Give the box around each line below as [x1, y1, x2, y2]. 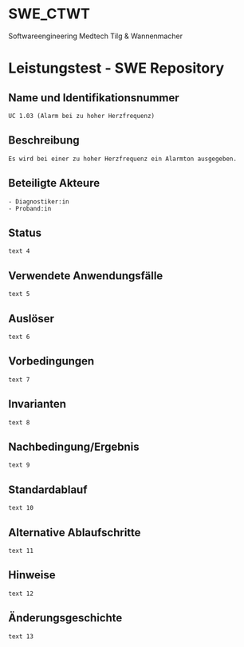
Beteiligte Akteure [8, 176, 100, 190]
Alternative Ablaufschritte [8, 526, 141, 539]
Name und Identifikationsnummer [8, 91, 179, 105]
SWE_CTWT [8, 5, 90, 23]
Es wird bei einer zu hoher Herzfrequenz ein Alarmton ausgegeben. [8, 155, 238, 163]
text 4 [8, 247, 30, 255]
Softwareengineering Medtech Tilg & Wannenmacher [8, 31, 183, 41]
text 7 [8, 376, 30, 384]
